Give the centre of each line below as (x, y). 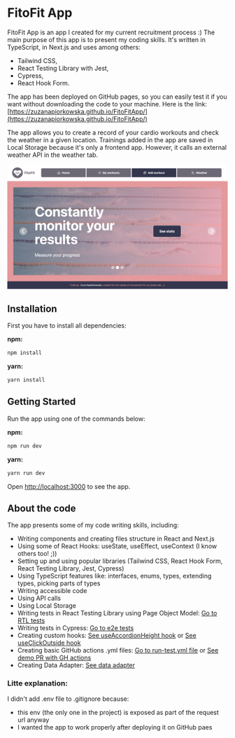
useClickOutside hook (49, 643)
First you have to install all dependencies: (67, 326)
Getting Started (42, 402)
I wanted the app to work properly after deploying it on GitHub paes (115, 727)
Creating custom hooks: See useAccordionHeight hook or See (107, 636)
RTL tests (31, 620)
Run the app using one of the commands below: (76, 419)
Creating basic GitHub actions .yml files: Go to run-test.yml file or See (118, 650)
